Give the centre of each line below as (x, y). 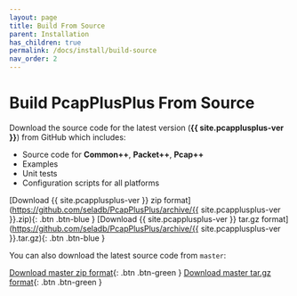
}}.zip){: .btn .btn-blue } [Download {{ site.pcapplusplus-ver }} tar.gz (134, 218)
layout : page (33, 17)
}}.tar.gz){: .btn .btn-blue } (57, 238)
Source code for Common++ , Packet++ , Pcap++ (113, 154)
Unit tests (40, 173)
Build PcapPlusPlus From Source (132, 103)
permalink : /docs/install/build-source (83, 51)
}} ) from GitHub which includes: (68, 137)
